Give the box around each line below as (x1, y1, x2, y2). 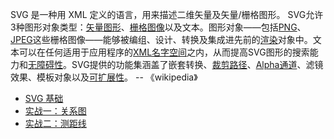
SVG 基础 (24, 93, 64, 104)
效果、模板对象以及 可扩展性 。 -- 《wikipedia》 (10, 71, 198, 83)
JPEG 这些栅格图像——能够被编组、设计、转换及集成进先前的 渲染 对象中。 (10, 34, 313, 45)
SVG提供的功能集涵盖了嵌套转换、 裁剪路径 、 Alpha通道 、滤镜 (71, 59, 324, 70)
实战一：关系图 (24, 105, 87, 117)
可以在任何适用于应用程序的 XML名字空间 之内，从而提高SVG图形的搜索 (18, 46, 310, 58)
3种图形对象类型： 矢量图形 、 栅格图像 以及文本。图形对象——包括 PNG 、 (10, 21, 307, 33)
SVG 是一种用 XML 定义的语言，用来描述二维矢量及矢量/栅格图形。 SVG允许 (10, 9, 324, 20)
